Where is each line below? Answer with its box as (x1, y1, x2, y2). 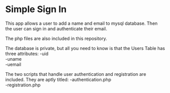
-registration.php (5, 82, 41, 88)
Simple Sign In (5, 4, 67, 15)
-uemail (5, 61, 21, 67)
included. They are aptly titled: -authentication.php (5, 76, 112, 82)
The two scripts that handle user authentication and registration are (5, 71, 146, 77)
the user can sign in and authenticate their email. (5, 25, 108, 31)
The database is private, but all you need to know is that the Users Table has (5, 45, 165, 51)
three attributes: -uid (5, 51, 49, 57)
